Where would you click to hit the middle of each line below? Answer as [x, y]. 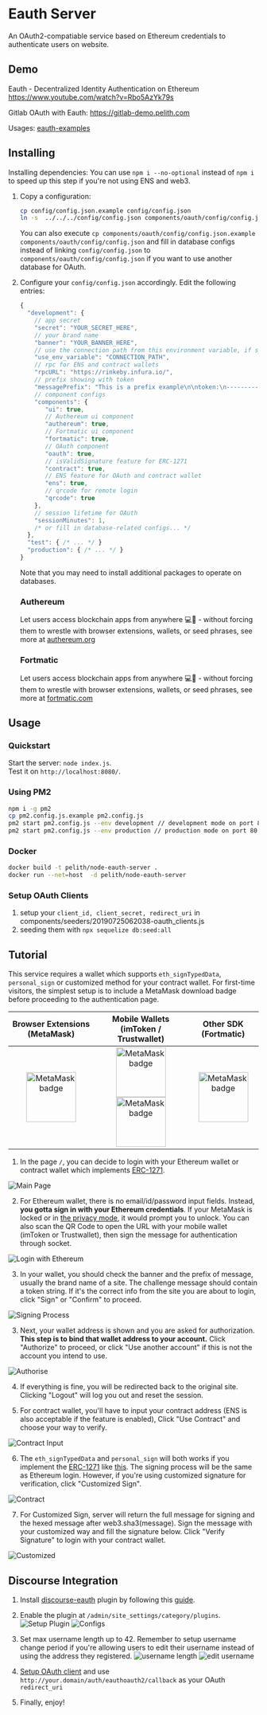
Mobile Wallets [141, 1019]
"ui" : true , [65, 409]
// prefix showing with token [84, 380]
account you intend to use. [64, 1356]
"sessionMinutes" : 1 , [70, 520]
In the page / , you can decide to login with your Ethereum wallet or [129, 1162]
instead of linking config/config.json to [85, 250]
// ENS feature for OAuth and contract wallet [123, 476]
